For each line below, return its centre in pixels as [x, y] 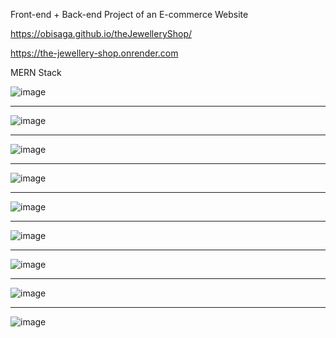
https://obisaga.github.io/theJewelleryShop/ [101, 33]
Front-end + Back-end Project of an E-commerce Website [129, 14]
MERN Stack [36, 72]
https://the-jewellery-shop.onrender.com [94, 53]
